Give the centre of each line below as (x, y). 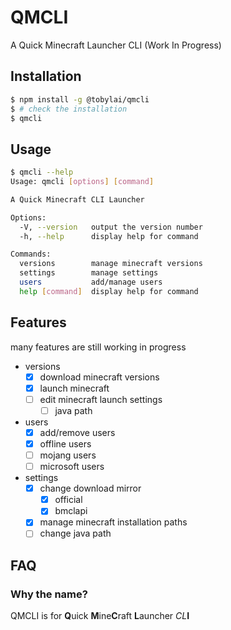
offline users (65, 443)
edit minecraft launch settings (101, 399)
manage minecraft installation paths (113, 522)
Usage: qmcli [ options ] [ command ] (82, 182)
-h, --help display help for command (109, 236)
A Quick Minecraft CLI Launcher (77, 199)
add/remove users (77, 432)
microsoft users (72, 467)
